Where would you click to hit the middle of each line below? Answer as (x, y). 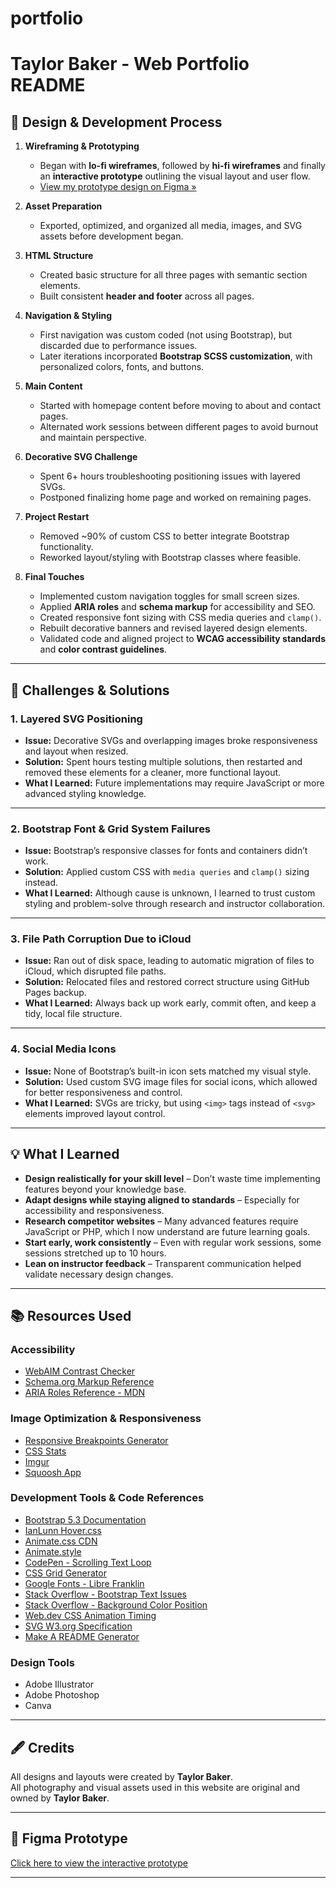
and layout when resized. (76, 751)
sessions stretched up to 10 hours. (95, 1253)
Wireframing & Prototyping (82, 146)
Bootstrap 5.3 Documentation (85, 1519)
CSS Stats (45, 1451)
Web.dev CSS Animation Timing (90, 1615)
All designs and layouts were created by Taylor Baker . (122, 1776)
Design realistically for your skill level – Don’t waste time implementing (172, 1178)
